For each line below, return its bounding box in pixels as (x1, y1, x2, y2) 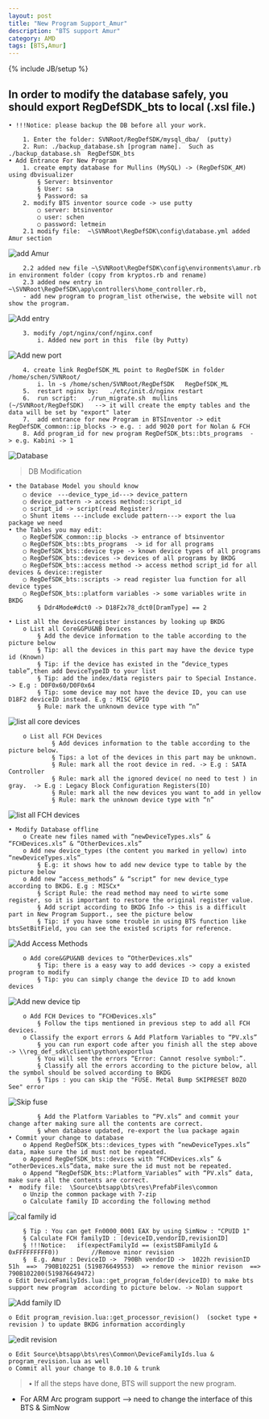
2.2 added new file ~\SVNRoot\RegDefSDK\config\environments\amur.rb (23, 264, 262, 272)
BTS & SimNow (19, 1402, 70, 1413)
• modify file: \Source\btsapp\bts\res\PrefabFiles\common (8, 1183, 218, 1191)
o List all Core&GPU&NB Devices (23, 625, 131, 633)
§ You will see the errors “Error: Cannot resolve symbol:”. (37, 1054, 247, 1062)
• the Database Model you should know (8, 482, 139, 490)
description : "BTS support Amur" (8, 27, 121, 35)
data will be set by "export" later (8, 408, 131, 416)
